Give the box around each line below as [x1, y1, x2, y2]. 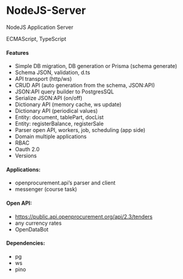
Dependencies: [6, 239, 46, 247]
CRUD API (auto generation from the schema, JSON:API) [14, 82, 155, 89]
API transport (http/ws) [14, 75, 72, 83]
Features [6, 49, 29, 56]
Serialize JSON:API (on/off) [14, 95, 83, 102]
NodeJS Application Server [6, 24, 74, 31]
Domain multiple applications [14, 133, 87, 140]
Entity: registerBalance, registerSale [14, 120, 104, 127]
